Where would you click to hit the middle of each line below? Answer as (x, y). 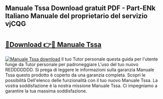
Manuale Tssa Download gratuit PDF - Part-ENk (80, 8)
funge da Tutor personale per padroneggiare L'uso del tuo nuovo (72, 64)
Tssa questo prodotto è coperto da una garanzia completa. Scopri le (75, 75)
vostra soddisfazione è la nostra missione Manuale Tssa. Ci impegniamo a (81, 85)
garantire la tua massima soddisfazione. (46, 91)
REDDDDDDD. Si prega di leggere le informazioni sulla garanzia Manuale (80, 70)
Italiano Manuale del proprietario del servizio (76, 16)
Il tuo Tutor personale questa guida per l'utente (110, 59)
